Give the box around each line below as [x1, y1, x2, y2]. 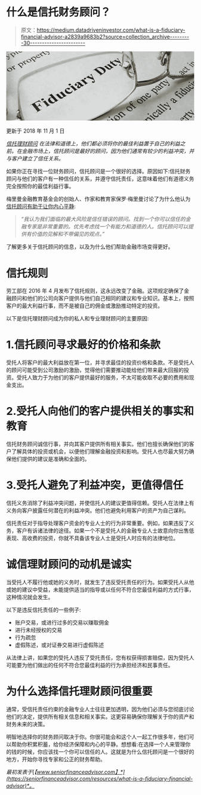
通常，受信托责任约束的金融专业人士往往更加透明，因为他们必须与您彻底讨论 [6, 705, 194, 713]
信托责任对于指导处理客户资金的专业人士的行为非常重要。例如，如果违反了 [6, 519, 189, 527]
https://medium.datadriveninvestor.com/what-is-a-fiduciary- [36, 26, 185, 33]
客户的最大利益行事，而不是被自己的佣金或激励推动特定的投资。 [6, 302, 163, 310]
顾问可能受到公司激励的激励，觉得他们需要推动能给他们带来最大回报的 [11, 366, 184, 374]
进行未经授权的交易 [14, 626, 63, 634]
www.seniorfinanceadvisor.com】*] [36, 768, 125, 775]
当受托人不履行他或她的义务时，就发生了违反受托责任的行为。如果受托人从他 [6, 579, 194, 586]
